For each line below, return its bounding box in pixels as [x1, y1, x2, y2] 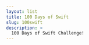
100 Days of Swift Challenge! [11, 30, 84, 36]
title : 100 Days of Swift [6, 14, 69, 20]
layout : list [6, 8, 38, 15]
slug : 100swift [6, 19, 43, 25]
